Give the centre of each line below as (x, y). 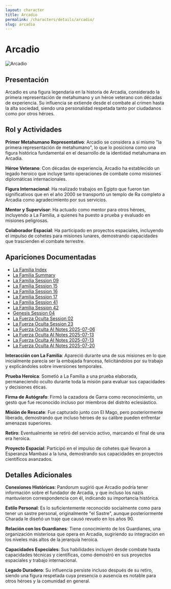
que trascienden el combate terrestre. (45, 241)
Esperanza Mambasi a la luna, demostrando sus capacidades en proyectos (84, 453)
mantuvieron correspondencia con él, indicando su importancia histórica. (82, 498)
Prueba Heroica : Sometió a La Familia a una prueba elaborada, (71, 376)
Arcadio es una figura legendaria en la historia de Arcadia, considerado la (82, 92)
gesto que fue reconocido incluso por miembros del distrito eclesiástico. (81, 402)
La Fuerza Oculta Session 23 (43, 324)
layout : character (25, 10)
